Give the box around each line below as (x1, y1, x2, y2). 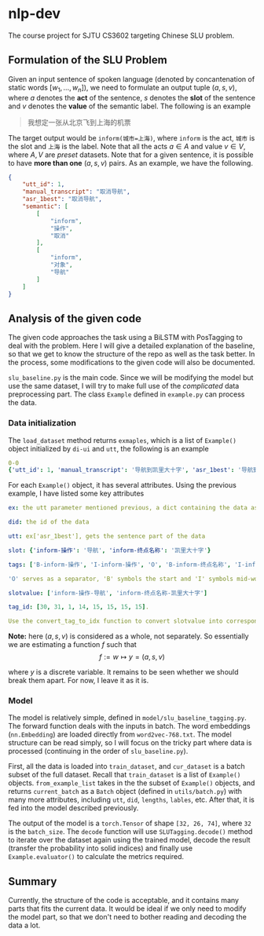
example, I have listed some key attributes (8, 488, 145, 499)
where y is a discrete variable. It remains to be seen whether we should (8, 667, 239, 677)
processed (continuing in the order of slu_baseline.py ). (8, 747, 189, 756)
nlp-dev (8, 5, 61, 23)
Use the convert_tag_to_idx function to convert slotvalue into (8, 617, 223, 625)
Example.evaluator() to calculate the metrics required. (8, 852, 185, 861)
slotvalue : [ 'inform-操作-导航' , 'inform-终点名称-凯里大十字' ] (8, 589, 208, 597)
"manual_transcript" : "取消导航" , (22, 188, 131, 196)
